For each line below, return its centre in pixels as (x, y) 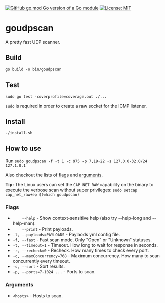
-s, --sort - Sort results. (39, 266)
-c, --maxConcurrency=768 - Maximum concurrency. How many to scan (86, 256)
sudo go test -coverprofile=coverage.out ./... (56, 96)
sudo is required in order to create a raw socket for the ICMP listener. (76, 106)
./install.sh (19, 133)
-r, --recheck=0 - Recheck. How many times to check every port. (81, 250)
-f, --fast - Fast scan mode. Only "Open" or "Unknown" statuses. (82, 240)
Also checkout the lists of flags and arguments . (54, 175)
